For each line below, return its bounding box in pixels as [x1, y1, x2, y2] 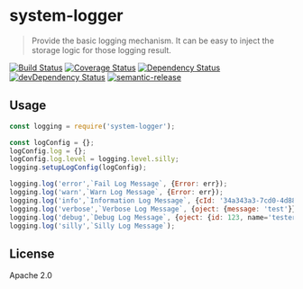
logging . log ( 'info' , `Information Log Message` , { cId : [9, 195, 216, 205]
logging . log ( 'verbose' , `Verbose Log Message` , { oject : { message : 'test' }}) [9, 204, 300, 213]
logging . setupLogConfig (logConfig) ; [9, 163, 147, 172]
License [9, 246, 55, 261]
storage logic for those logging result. [31, 44, 171, 55]
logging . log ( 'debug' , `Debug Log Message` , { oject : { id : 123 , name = [9, 212, 269, 221]
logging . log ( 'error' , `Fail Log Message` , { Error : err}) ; [9, 179, 228, 189]
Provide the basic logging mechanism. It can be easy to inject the [31, 35, 275, 46]
